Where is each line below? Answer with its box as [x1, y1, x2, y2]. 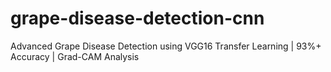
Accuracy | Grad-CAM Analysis [10, 50, 140, 62]
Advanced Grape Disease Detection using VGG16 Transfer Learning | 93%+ [10, 40, 322, 52]
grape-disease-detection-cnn [10, 7, 265, 30]
